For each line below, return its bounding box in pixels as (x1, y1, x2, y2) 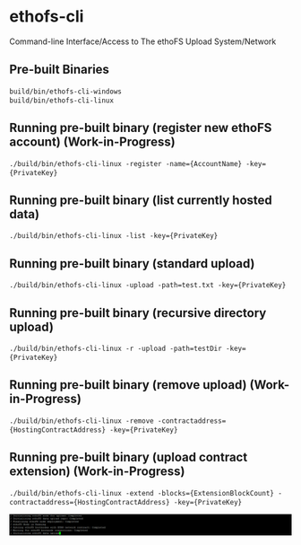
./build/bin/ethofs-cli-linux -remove (9, 416, 154, 426)
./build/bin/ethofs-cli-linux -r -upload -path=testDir (9, 344, 222, 353)
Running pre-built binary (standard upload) (9, 256, 255, 271)
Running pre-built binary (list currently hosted (9, 192, 273, 207)
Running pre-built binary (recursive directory (9, 305, 267, 321)
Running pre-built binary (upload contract (9, 450, 248, 465)
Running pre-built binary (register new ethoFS (9, 120, 272, 136)
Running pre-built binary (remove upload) (9, 377, 247, 392)
